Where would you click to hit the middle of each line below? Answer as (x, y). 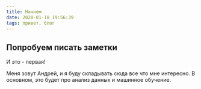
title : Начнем (24, 12)
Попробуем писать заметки (62, 47)
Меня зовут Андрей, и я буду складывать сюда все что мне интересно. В (101, 73)
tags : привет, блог (31, 23)
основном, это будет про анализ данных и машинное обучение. (89, 80)
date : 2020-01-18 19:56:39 (40, 17)
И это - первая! (26, 62)
